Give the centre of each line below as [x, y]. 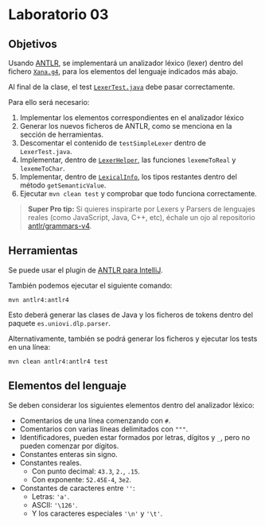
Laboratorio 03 [58, 15]
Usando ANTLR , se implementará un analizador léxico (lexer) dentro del [126, 63]
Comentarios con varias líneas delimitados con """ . [104, 429]
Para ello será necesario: [49, 102]
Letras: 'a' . [51, 496]
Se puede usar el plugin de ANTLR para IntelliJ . [86, 270]
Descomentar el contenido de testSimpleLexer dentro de [113, 143]
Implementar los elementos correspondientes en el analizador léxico [132, 118]
